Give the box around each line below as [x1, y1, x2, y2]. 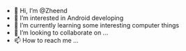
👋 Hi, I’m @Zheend [13, 7, 68, 14]
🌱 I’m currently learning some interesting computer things [13, 21, 180, 29]
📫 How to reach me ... [13, 37, 79, 44]
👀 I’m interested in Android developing [13, 14, 124, 22]
